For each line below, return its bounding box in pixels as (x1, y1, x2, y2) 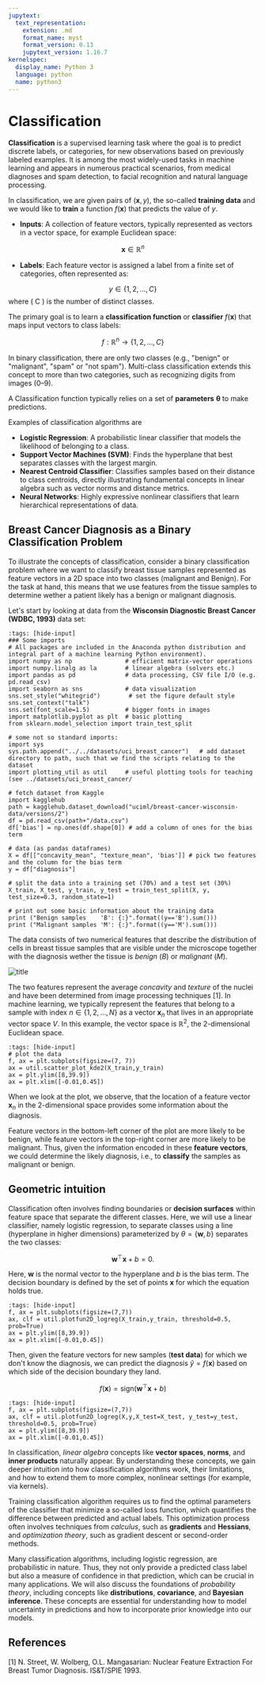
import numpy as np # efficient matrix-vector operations (8, 657, 253, 665)
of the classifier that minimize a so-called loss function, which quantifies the (8, 1505, 257, 1514)
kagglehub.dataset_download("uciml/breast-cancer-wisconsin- (32, 802, 239, 811)
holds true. (8, 1286, 44, 1296)
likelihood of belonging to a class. (19, 441, 130, 450)
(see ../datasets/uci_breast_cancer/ (8, 775, 133, 783)
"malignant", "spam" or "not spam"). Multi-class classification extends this (8, 361, 252, 371)
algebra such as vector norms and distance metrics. (19, 483, 190, 492)
